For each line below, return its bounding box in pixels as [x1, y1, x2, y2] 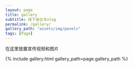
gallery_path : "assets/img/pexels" [5, 26, 81, 31]
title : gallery [5, 12, 38, 17]
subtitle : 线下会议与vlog [5, 17, 56, 22]
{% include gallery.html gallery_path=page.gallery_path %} [5, 56, 128, 61]
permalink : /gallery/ [5, 21, 51, 27]
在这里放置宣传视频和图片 [5, 46, 59, 51]
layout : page [5, 7, 33, 13]
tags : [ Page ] [5, 31, 33, 36]
